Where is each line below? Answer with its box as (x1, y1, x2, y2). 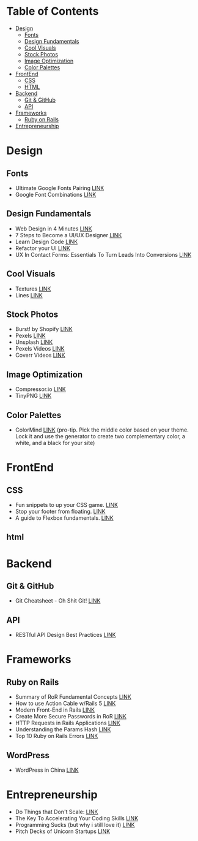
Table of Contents (6, 4, 99, 18)
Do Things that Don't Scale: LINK (15, 808, 98, 815)
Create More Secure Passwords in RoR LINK (15, 713, 127, 720)
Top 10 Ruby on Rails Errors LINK (15, 733, 98, 740)
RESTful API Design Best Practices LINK (15, 631, 116, 639)
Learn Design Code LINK (15, 238, 78, 245)
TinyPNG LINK (15, 392, 52, 400)
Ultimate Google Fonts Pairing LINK (15, 184, 105, 191)
